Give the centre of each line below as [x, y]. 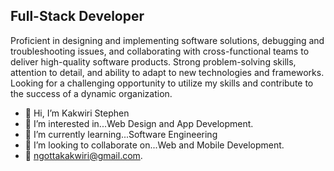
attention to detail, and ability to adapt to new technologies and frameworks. [167, 72]
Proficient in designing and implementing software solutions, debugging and [167, 40]
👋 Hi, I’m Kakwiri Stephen [77, 113]
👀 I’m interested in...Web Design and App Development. [139, 123]
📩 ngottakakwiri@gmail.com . [83, 155]
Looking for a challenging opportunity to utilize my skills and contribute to [162, 83]
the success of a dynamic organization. [91, 93]
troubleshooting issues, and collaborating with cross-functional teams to [160, 51]
